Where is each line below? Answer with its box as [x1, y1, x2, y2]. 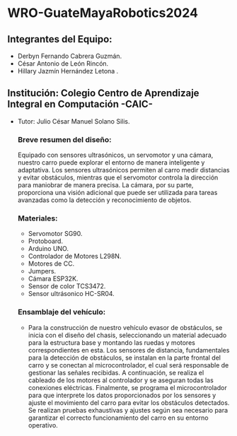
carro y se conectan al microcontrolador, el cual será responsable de [28, 360, 229, 369]
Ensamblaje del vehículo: [17, 307, 106, 317]
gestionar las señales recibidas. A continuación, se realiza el [28, 368, 204, 377]
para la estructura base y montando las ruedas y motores [28, 338, 196, 347]
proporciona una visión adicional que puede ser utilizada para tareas [17, 189, 218, 197]
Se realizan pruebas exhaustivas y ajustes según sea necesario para [28, 406, 229, 414]
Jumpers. [28, 267, 57, 276]
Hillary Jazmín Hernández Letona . [17, 67, 119, 75]
